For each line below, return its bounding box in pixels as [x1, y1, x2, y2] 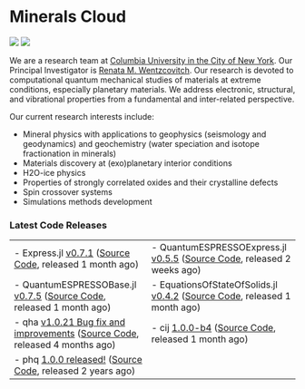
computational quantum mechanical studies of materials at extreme [9, 74, 261, 85]
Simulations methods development [22, 196, 152, 207]
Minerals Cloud [9, 6, 127, 27]
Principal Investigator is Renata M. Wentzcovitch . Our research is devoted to [9, 64, 294, 75]
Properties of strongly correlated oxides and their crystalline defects [22, 177, 279, 188]
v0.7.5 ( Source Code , [14, 290, 106, 303]
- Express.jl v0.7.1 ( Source [14, 247, 130, 259]
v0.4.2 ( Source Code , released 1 [151, 290, 291, 303]
